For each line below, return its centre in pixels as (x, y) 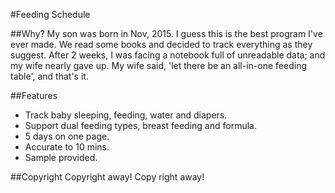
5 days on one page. (67, 136)
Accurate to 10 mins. (67, 147)
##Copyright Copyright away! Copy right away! (107, 177)
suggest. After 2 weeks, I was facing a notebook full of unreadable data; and (168, 55)
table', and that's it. (49, 76)
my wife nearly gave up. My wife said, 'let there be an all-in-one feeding (158, 65)
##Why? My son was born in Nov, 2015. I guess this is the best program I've (166, 33)
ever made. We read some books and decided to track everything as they (161, 44)
